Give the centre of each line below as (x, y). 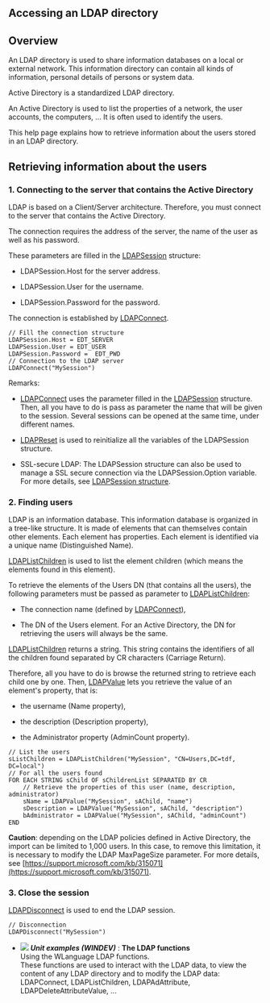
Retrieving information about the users (108, 166)
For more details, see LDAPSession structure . (95, 481)
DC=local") (27, 766)
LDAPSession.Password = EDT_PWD (64, 354)
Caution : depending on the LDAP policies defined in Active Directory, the (130, 838)
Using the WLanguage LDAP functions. (85, 957)
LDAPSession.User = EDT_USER (57, 347)
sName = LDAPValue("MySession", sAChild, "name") (108, 801)
